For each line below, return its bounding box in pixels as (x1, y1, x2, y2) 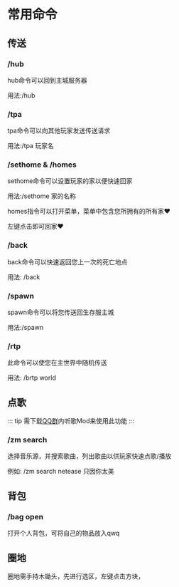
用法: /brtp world (7, 373, 57, 382)
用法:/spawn (7, 323, 44, 332)
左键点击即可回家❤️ (7, 222, 64, 231)
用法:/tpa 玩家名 (7, 142, 55, 150)
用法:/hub (7, 90, 36, 100)
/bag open (7, 511, 44, 521)
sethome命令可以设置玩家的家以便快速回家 (7, 177, 133, 185)
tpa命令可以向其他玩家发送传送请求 (7, 126, 111, 135)
